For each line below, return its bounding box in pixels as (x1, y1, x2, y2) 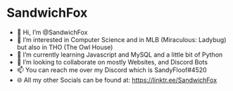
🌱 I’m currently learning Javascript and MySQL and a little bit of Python (16, 50, 223, 59)
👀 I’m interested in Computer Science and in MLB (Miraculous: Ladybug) (16, 35, 227, 43)
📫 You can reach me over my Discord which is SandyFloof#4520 (16, 65, 207, 74)
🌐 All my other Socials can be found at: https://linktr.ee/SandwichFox (16, 76, 218, 84)
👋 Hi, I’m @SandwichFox (16, 28, 88, 36)
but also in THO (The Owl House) (16, 43, 113, 51)
